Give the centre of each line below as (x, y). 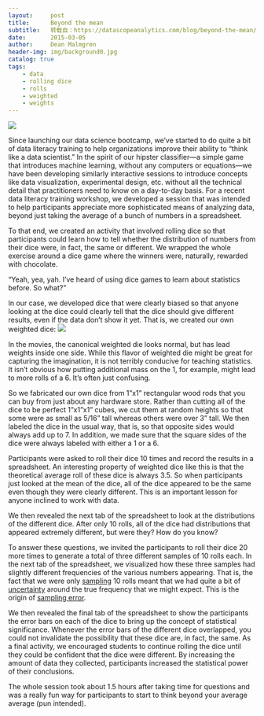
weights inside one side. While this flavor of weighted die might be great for (130, 353)
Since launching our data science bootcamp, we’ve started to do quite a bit (130, 140)
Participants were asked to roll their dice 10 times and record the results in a (131, 459)
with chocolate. (33, 264)
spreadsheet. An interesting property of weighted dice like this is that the (126, 467)
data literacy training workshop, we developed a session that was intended (129, 199)
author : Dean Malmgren (52, 45)
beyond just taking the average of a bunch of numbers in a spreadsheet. (125, 216)
